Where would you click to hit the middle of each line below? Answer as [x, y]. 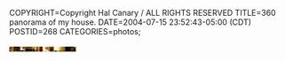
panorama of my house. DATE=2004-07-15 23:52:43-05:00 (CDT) [130, 22]
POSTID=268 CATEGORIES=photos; [75, 31]
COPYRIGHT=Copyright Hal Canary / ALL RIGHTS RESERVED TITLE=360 [143, 13]
